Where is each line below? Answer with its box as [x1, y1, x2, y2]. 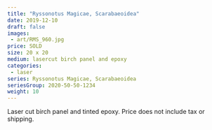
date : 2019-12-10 [7, 17, 58, 24]
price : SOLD [7, 43, 42, 50]
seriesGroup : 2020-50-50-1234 [7, 82, 96, 89]
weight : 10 [7, 88, 39, 95]
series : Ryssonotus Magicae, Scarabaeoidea [7, 75, 137, 82]
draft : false [7, 23, 46, 30]
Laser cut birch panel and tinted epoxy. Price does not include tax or [7, 108, 205, 116]
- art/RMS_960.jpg [10, 36, 65, 43]
